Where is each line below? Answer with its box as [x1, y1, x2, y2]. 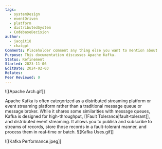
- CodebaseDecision [9, 30, 49, 35]
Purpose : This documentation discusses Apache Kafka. [5, 52, 117, 57]
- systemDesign [9, 12, 40, 17]
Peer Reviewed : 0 [5, 75, 40, 80]
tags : [5, 7, 16, 12]
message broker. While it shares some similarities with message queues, [5, 108, 150, 114]
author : [5, 35, 21, 39]
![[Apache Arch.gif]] [5, 88, 45, 94]
